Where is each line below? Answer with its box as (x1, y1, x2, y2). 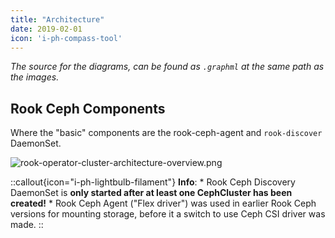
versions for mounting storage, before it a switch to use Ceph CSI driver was (10, 208, 326, 220)
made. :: (10, 219, 44, 231)
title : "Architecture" (10, 14, 105, 25)
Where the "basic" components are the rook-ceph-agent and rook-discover (10, 127, 323, 139)
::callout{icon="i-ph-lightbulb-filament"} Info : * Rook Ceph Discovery (10, 176, 296, 188)
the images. (10, 71, 60, 83)
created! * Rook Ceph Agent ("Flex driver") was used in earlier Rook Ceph (10, 197, 317, 210)
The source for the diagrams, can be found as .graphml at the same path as (10, 61, 325, 73)
